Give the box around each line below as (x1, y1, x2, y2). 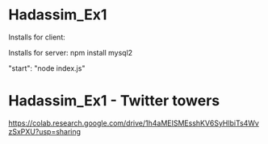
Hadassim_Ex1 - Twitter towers (8, 92, 220, 110)
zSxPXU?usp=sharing (8, 126, 82, 136)
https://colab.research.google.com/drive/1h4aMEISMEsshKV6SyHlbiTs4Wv (8, 118, 260, 128)
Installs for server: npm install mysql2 (8, 47, 133, 57)
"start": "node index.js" (8, 63, 86, 73)
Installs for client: (8, 32, 66, 42)
